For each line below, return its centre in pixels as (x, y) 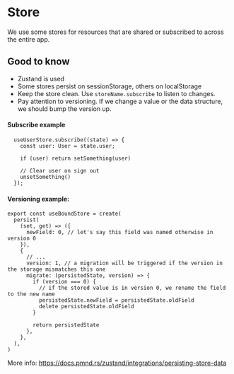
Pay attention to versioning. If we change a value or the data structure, (120, 101)
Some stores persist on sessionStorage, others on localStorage (110, 86)
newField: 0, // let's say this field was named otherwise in (119, 233)
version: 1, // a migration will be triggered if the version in (124, 263)
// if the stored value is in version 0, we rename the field (132, 288)
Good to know (39, 62)
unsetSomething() (46, 177)
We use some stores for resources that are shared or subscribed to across (116, 32)
